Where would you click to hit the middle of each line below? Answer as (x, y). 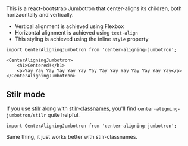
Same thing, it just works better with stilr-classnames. (72, 137)
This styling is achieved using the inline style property (82, 39)
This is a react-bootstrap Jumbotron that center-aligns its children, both (94, 8)
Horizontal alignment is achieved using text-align (76, 33)
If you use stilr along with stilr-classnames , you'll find (71, 108)
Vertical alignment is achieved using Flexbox (69, 26)
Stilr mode (26, 94)
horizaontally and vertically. (40, 15)
